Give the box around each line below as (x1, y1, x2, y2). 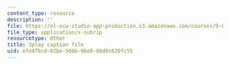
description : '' (7, 16, 53, 23)
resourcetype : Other (7, 35, 66, 42)
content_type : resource (7, 9, 75, 17)
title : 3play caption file (7, 41, 84, 48)
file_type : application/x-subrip (7, 28, 103, 36)
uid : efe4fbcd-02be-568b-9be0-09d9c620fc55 (7, 48, 133, 55)
